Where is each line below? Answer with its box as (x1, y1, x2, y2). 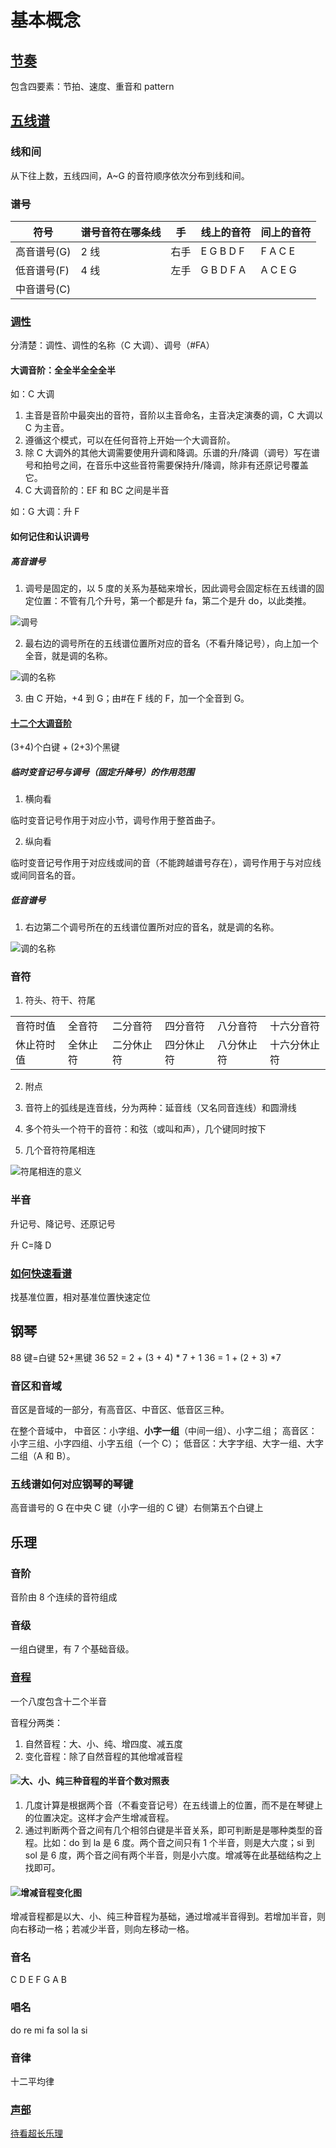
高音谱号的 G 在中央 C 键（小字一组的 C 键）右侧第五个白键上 (10, 1502, 264, 1514)
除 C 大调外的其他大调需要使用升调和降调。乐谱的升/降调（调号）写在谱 (24, 447, 320, 459)
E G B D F (200, 244, 245, 258)
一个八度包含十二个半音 (10, 1695, 107, 1707)
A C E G (260, 262, 297, 276)
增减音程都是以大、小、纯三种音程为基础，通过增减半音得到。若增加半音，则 (10, 1911, 326, 1923)
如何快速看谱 (10, 1266, 73, 1280)
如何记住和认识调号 (10, 531, 90, 543)
